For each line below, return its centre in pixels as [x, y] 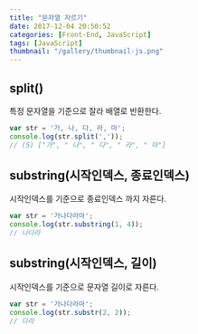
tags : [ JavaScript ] [46, 43]
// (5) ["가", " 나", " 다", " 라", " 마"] [88, 145]
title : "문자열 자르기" [48, 18]
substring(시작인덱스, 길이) [83, 263]
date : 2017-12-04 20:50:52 [60, 26]
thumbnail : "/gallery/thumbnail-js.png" [87, 52]
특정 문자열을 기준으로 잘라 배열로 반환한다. [85, 110]
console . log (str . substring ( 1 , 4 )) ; [76, 224]
